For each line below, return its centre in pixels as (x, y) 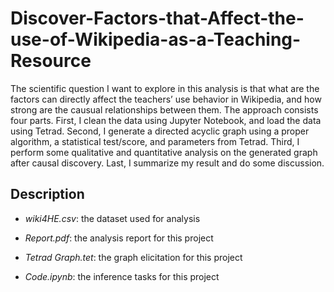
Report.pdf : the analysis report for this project (119, 238)
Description (47, 194)
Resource (51, 61)
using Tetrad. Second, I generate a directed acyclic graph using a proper (160, 131)
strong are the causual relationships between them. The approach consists (164, 109)
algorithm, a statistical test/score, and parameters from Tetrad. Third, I (155, 141)
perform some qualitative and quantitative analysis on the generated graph (164, 152)
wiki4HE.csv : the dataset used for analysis (112, 218)
